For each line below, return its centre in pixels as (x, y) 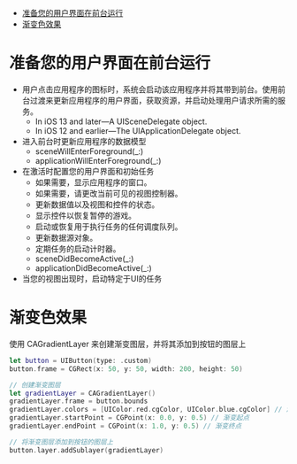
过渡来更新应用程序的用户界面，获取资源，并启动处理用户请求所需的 (154, 100)
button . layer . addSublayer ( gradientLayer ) (87, 450)
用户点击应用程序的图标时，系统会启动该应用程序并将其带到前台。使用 (150, 89)
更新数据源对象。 (66, 237)
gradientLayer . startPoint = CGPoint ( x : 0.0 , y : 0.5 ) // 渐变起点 (129, 418)
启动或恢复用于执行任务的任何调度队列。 (109, 226)
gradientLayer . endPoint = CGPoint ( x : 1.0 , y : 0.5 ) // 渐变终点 (126, 426)
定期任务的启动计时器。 (78, 248)
